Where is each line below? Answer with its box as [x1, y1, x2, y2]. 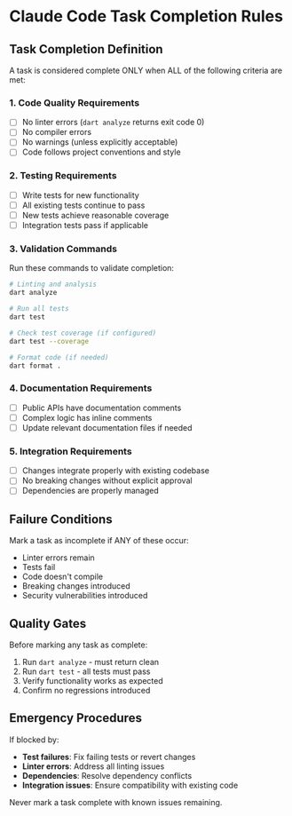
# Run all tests [9, 305, 69, 313]
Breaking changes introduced [21, 581, 130, 591]
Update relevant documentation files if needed [21, 422, 193, 432]
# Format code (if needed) [9, 353, 109, 361]
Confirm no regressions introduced [21, 685, 151, 695]
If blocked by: [9, 734, 59, 745]
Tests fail [21, 562, 56, 573]
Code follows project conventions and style [21, 147, 181, 157]
